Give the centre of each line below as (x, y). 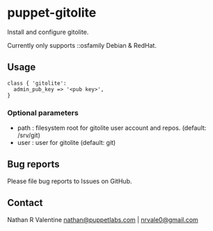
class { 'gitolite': (37, 83)
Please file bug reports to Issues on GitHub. (70, 181)
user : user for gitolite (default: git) (66, 143)
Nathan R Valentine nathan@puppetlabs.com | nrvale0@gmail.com (103, 219)
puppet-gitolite (52, 13)
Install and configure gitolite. (48, 32)
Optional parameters (43, 112)
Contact (25, 203)
